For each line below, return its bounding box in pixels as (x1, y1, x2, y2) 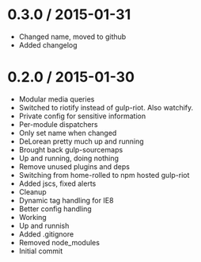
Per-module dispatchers (18, 119, 98, 129)
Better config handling (18, 204, 92, 214)
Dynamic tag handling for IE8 (18, 195, 114, 205)
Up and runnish (18, 221, 70, 230)
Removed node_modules (18, 237, 100, 247)
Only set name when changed (18, 128, 117, 137)
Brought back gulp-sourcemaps (18, 144, 123, 154)
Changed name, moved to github (18, 32, 127, 41)
